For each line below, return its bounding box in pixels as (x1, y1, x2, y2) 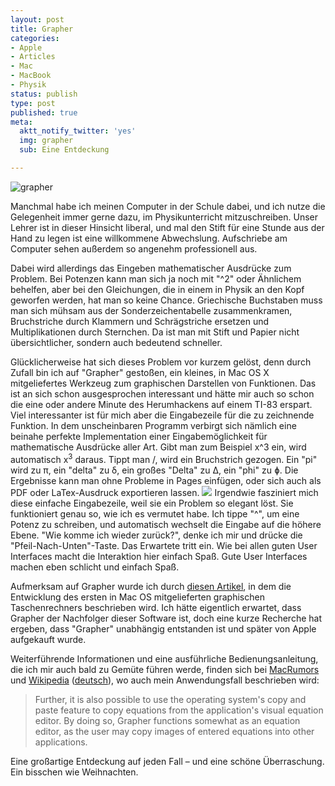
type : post (10, 98, 56, 108)
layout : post (10, 14, 65, 25)
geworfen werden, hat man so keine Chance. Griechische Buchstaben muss (10, 294, 323, 306)
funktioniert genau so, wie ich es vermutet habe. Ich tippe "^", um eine (10, 507, 300, 520)
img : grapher (19, 136, 74, 146)
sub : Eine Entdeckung (19, 145, 110, 155)
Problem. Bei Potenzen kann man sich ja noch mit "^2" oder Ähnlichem (10, 272, 302, 285)
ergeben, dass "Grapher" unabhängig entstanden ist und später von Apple (10, 622, 317, 635)
